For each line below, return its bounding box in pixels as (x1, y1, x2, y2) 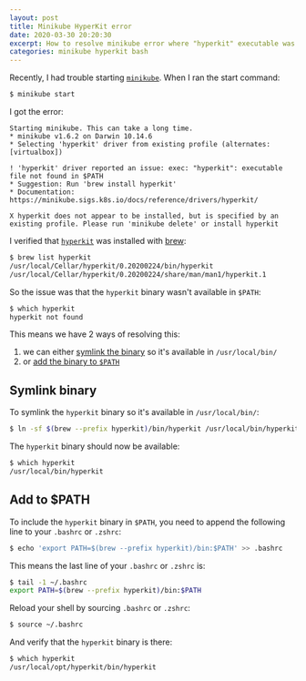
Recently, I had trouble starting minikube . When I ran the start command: (9, 72, 280, 83)
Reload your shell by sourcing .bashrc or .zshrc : (9, 603, 191, 614)
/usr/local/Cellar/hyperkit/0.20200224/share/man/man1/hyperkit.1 (9, 269, 267, 279)
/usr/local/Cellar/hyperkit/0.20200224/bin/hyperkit (9, 261, 214, 270)
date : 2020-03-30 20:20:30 (9, 30, 112, 39)
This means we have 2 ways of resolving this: (9, 329, 180, 340)
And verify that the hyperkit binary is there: (9, 636, 173, 647)
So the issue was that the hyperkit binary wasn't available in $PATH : (9, 286, 261, 297)
